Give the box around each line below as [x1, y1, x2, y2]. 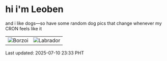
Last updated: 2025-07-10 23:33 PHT [5, 49, 84, 56]
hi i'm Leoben [5, 4, 64, 15]
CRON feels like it [5, 25, 42, 31]
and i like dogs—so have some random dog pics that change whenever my [5, 20, 162, 26]
